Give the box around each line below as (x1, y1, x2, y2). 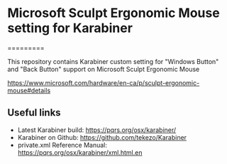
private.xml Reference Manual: (17, 141, 108, 149)
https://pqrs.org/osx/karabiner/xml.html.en (17, 148, 143, 157)
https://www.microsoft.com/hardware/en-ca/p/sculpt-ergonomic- (7, 78, 200, 87)
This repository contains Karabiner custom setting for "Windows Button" (7, 57, 219, 65)
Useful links (7, 106, 62, 119)
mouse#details (7, 86, 51, 94)
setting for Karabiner (7, 20, 133, 36)
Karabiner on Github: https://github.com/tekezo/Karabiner (17, 133, 187, 141)
